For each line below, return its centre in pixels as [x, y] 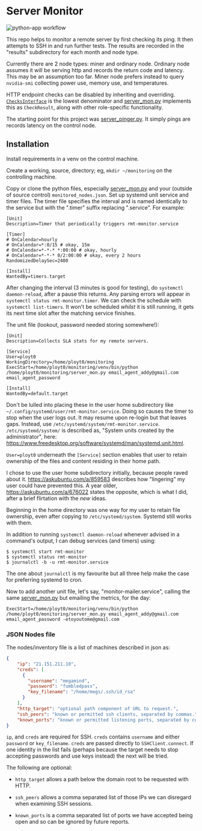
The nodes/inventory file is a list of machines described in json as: [88, 648]
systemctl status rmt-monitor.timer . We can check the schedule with [94, 300]
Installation [28, 145]
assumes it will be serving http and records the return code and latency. [95, 70]
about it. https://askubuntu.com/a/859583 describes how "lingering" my [96, 479]
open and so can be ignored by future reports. [72, 822]
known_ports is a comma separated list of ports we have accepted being [104, 815]
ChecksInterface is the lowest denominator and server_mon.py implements [99, 101]
